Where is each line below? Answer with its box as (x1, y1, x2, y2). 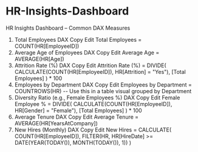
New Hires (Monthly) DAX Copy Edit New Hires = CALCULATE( (14, 126, 172, 133)
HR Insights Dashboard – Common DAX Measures (5, 24, 131, 31)
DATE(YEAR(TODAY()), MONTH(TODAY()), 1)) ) (14, 139, 132, 146)
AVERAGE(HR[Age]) (14, 55, 64, 62)
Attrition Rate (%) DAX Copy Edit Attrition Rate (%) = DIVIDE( (14, 62, 166, 69)
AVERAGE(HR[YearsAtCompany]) (14, 119, 98, 127)
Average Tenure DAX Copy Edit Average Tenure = (14, 113, 139, 121)
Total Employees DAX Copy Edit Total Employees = (14, 36, 142, 43)
